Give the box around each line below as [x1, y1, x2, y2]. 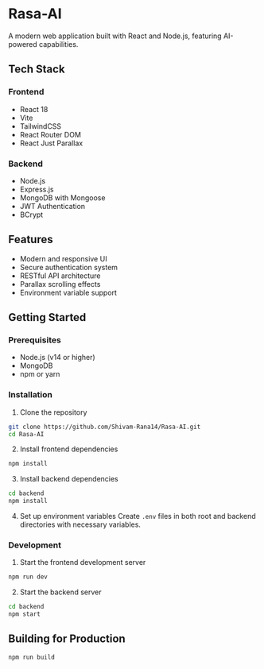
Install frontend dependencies [19, 444, 118, 454]
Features [8, 233, 53, 246]
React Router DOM [19, 130, 82, 139]
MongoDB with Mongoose [19, 192, 106, 203]
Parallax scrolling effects [19, 279, 101, 288]
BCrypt [19, 210, 44, 219]
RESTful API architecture [19, 271, 101, 280]
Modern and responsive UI [19, 253, 107, 263]
